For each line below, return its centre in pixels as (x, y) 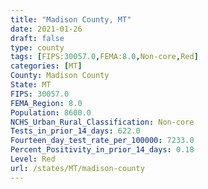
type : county (37, 47)
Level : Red (33, 159)
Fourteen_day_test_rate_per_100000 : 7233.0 (102, 141)
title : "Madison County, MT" (71, 19)
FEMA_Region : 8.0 (46, 103)
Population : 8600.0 (51, 112)
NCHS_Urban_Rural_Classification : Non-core (102, 122)
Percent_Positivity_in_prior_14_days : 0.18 (102, 150)
